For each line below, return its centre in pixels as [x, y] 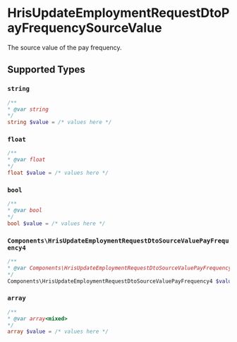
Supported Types [47, 69]
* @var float [26, 160]
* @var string [28, 109]
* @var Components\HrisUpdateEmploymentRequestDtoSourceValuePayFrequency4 [121, 268]
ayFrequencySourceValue [85, 28]
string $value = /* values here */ [60, 122]
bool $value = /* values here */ [56, 224]
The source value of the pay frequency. [65, 47]
